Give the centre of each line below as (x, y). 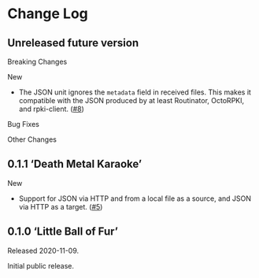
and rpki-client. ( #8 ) (51, 109)
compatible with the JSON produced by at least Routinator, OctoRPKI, (131, 100)
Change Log (48, 14)
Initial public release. (41, 265)
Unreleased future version (73, 43)
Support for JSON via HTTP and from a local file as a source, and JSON (135, 198)
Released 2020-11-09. (43, 250)
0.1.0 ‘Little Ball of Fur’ (63, 232)
